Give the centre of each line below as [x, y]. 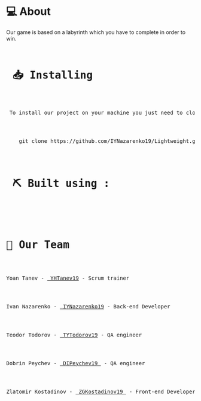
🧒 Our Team [38, 245]
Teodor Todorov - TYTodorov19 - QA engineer [74, 335]
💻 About [28, 12]
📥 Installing [52, 75]
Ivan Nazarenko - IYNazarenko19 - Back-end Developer [88, 306]
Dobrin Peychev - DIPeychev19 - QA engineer [76, 363]
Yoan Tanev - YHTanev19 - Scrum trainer [68, 278]
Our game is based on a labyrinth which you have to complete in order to [96, 32]
